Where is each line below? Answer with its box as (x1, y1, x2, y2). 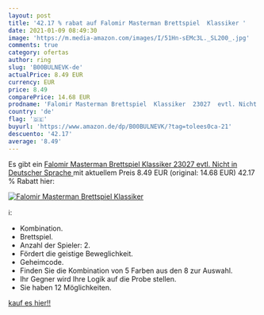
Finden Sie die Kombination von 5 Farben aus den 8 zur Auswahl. (19, 266, 233, 275)
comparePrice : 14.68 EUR (8, 93, 90, 101)
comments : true (8, 41, 59, 49)
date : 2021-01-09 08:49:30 (8, 26, 98, 34)
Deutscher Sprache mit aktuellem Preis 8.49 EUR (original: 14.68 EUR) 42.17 (8, 168, 255, 177)
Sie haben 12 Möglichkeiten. (19, 282, 113, 292)
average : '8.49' (8, 137, 62, 146)
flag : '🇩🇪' (8, 115, 48, 123)
